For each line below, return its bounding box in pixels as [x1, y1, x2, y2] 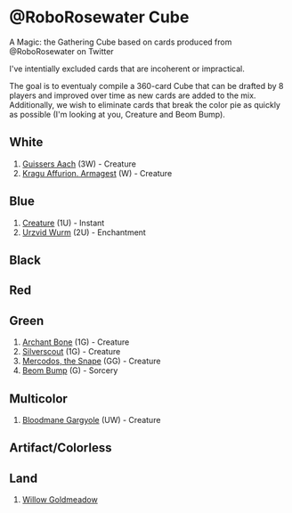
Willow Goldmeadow [21, 494, 98, 505]
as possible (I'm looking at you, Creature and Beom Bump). [9, 109, 225, 119]
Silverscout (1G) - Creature [21, 346, 121, 357]
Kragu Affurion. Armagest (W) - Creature [21, 167, 173, 178]
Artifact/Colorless [9, 440, 112, 456]
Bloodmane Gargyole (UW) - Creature [21, 414, 161, 425]
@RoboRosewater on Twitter [9, 45, 114, 56]
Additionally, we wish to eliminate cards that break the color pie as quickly [9, 99, 280, 110]
